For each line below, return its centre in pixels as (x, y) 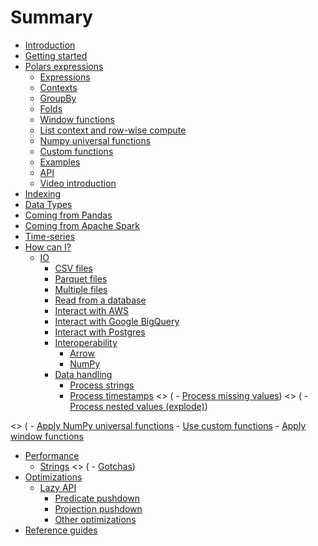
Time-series (49, 236)
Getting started (56, 55)
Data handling (83, 374)
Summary (51, 17)
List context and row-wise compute (113, 130)
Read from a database (100, 300)
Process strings (102, 385)
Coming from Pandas (68, 215)
